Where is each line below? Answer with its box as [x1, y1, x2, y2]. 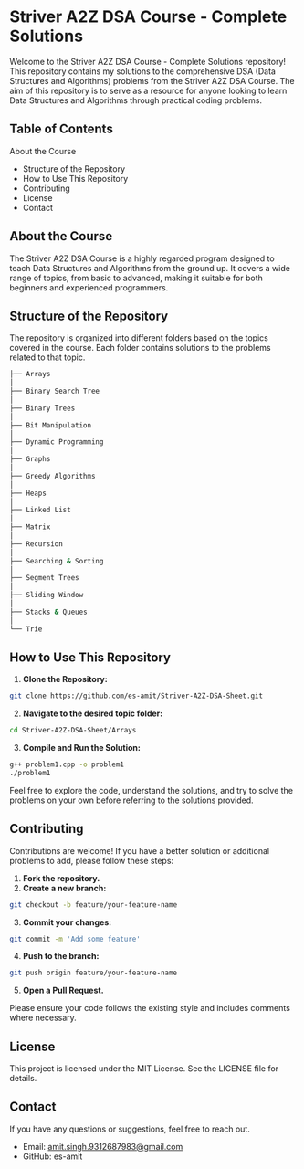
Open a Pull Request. [22, 985, 104, 996]
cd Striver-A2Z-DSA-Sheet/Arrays [9, 726, 137, 735]
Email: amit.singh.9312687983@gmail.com [22, 1141, 183, 1152]
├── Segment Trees [9, 574, 79, 583]
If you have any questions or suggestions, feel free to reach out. [9, 1123, 251, 1134]
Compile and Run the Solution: [22, 742, 142, 753]
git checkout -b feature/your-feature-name [9, 900, 178, 910]
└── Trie [9, 624, 43, 634]
